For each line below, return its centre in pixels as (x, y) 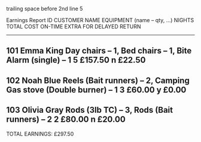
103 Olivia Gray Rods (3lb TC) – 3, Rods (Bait (90, 110)
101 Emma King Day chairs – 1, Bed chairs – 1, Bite (99, 51)
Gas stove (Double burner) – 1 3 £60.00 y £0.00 (96, 90)
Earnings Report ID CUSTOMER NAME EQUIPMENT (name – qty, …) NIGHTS (100, 20)
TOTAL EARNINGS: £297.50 (40, 134)
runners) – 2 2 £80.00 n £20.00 (66, 120)
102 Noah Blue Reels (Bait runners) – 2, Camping (98, 80)
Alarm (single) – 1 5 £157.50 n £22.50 (76, 60)
